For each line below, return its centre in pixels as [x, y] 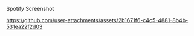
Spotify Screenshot [30, 9]
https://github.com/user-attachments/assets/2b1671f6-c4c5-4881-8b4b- [97, 20]
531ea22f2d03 [24, 27]
